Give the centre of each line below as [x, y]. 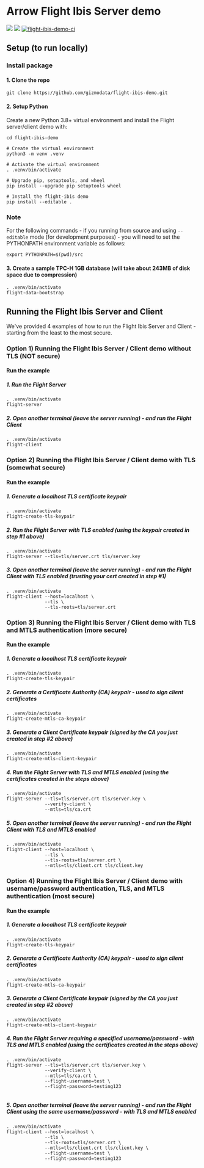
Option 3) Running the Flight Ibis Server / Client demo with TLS [101, 622]
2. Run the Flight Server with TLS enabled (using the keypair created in [98, 530]
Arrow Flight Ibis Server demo [84, 11]
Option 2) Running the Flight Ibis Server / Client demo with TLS [101, 460]
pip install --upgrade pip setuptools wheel [64, 186]
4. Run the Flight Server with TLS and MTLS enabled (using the [88, 772]
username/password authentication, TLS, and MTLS [86, 888]
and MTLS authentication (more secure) [67, 630]
